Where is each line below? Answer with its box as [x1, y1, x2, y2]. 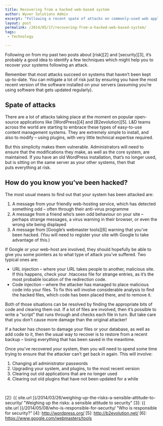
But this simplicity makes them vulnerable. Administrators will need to [5, 144, 144, 149]
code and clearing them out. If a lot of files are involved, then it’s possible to [5, 306, 157, 312]
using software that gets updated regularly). [5, 87, 93, 93]
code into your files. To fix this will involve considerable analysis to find [12, 287, 154, 293]
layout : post [5, 20, 32, 26]
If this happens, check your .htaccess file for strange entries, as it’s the [12, 271, 154, 277]
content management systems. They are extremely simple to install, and [5, 129, 149, 135]
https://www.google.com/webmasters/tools [5, 415, 92, 421]
